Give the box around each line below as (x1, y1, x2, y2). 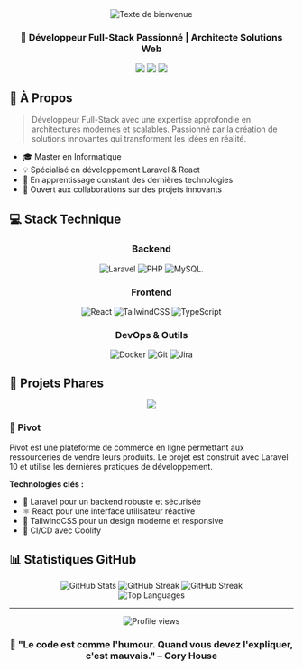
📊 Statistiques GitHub (9, 552, 137, 567)
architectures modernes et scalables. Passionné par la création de (31, 124, 278, 134)
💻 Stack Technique (9, 211, 122, 226)
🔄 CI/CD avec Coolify (22, 525, 102, 536)
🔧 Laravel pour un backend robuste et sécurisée (22, 496, 201, 507)
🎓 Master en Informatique (22, 151, 122, 162)
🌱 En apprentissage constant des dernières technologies (22, 175, 234, 186)
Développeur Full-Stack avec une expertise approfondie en (31, 115, 252, 125)
